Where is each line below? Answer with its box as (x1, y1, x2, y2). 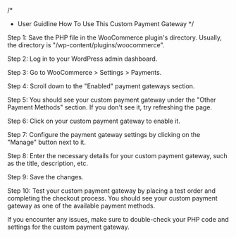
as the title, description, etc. (7, 159, 88, 167)
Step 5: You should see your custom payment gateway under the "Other (7, 95, 216, 104)
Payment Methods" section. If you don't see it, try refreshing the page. (7, 103, 213, 112)
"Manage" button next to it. (7, 138, 86, 146)
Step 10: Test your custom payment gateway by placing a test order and (7, 186, 216, 195)
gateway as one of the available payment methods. (7, 201, 156, 210)
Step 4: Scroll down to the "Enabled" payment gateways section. (7, 82, 195, 90)
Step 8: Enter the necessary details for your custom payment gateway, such (7, 152, 228, 160)
